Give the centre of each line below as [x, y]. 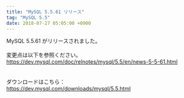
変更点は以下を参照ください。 [44, 55]
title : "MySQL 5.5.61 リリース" [45, 12]
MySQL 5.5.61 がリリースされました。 [54, 41]
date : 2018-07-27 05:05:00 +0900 [49, 23]
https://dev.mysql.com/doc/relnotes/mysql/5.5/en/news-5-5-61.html [92, 62]
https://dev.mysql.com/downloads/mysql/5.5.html [69, 89]
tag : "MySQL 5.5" [28, 18]
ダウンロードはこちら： [36, 82]
